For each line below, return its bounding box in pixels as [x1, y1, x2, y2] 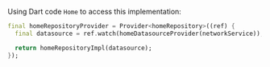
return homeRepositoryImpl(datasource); [15, 44, 152, 52]
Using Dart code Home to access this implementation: [7, 7, 182, 16]
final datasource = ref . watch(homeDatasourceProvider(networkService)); [15, 30, 264, 37]
